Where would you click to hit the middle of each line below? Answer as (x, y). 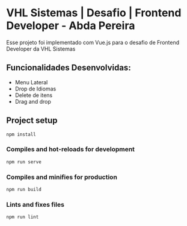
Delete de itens (34, 95)
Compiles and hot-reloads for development (71, 149)
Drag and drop (33, 101)
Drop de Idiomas (35, 89)
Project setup (32, 121)
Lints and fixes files (35, 205)
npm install (21, 134)
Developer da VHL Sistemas (41, 49)
